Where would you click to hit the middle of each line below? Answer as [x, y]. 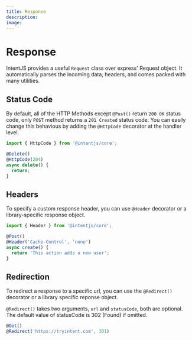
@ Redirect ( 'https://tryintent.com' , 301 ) [58, 332]
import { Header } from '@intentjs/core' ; [59, 226]
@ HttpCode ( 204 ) [25, 159]
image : [14, 22]
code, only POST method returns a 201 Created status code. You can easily [96, 120]
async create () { [27, 247]
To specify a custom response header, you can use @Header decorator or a [97, 209]
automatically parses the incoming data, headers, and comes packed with [96, 75]
